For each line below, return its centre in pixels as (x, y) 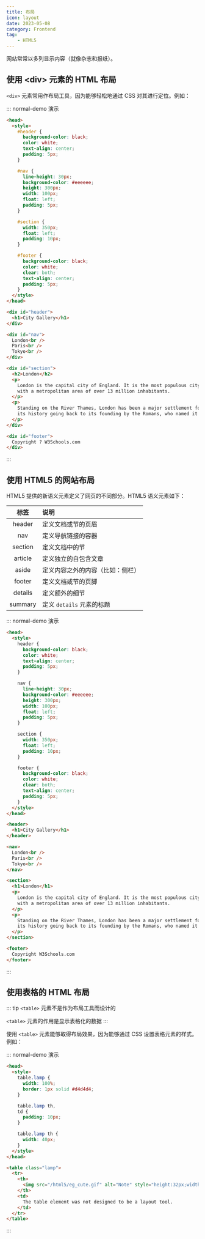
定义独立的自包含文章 (73, 559)
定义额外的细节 (64, 593)
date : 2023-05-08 (28, 23)
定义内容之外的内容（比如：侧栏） (91, 571)
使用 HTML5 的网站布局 (51, 480)
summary (23, 604)
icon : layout (23, 18)
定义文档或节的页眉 (70, 525)
